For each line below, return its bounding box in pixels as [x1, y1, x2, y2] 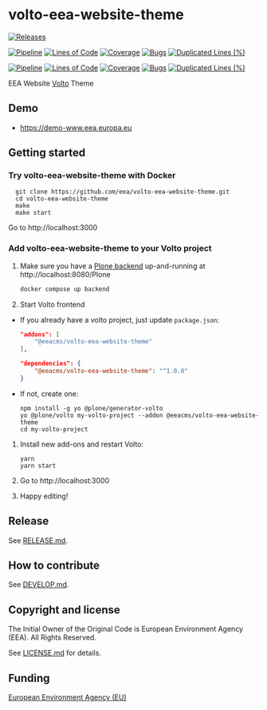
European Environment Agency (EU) [8, 692, 127, 702]
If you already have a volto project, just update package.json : [19, 315, 220, 324]
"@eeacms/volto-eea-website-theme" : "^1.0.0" [34, 367, 189, 375]
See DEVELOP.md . [8, 580, 69, 589]
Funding [8, 671, 50, 684]
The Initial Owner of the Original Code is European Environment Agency [8, 625, 244, 634]
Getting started [8, 146, 86, 160]
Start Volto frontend [19, 299, 85, 309]
